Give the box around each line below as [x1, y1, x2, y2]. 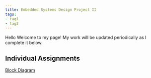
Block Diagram [5, 67, 35, 73]
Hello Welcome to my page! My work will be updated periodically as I [5, 35, 147, 40]
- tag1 [5, 16, 19, 21]
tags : [5, 12, 16, 17]
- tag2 [5, 21, 19, 26]
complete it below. [5, 40, 43, 46]
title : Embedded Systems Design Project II [5, 7, 97, 12]
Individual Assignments [5, 54, 80, 62]
